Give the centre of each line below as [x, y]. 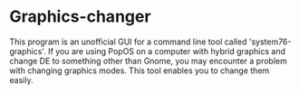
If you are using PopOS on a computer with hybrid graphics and [167, 51]
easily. [21, 80]
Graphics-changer [80, 17]
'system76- [270, 42]
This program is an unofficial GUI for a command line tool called [128, 42]
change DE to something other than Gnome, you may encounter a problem [148, 61]
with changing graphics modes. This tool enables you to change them [140, 70]
